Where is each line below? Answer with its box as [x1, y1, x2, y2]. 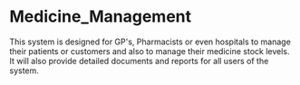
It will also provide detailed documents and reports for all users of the [9, 55, 269, 66]
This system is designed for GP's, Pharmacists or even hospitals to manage [9, 36, 292, 47]
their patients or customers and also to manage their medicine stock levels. [9, 45, 290, 56]
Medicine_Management [9, 6, 192, 27]
